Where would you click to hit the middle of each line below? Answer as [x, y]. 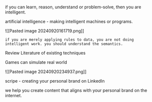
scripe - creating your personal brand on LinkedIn [55, 81]
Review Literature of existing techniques [45, 53]
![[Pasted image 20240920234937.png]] [46, 72]
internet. [13, 95]
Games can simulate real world [36, 62]
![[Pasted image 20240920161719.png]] [45, 31]
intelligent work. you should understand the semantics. [64, 44]
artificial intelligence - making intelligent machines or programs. [69, 22]
